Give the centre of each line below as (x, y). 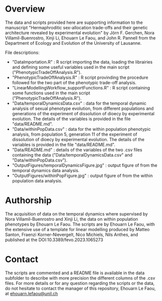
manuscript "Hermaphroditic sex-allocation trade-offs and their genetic (76, 27)
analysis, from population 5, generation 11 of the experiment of (75, 134)
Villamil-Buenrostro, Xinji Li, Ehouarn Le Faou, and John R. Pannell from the (80, 38)
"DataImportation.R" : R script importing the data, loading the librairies (82, 62)
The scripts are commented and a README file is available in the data (75, 273)
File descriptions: (22, 53)
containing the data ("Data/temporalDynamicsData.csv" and (72, 155)
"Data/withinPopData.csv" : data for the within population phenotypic (81, 129)
